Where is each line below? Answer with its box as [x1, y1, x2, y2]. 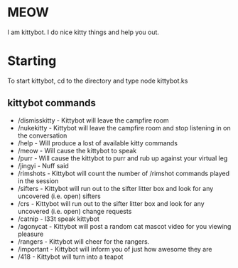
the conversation [17, 131, 67, 140]
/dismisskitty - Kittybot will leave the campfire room [17, 115, 169, 125]
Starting [7, 53, 57, 69]
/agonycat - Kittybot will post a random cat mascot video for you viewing [17, 222, 232, 230]
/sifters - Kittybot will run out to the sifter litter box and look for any [17, 184, 214, 192]
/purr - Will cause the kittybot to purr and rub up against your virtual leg [17, 154, 228, 163]
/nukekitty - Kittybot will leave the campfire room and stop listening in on [17, 123, 231, 132]
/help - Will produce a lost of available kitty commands [17, 138, 178, 147]
